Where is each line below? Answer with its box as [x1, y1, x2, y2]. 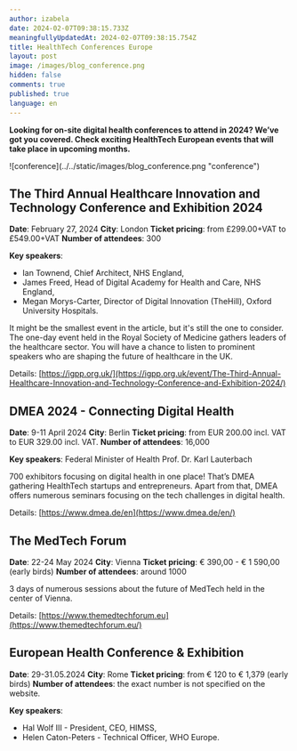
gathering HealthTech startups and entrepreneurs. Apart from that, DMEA [9, 480, 278, 491]
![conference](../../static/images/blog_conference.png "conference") [9, 160, 261, 171]
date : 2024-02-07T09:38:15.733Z [9, 23, 129, 33]
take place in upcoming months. [9, 143, 131, 154]
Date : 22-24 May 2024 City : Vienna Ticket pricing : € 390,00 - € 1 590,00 [9, 556, 280, 567]
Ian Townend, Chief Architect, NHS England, [21, 268, 185, 279]
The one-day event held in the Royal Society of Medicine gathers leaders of [9, 332, 287, 343]
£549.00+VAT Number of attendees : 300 [9, 233, 162, 244]
